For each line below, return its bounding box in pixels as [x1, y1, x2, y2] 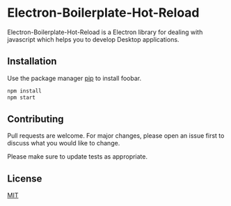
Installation [7, 56, 57, 68]
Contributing [7, 113, 64, 125]
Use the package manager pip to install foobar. [7, 74, 141, 82]
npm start [7, 94, 36, 101]
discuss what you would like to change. [7, 139, 120, 148]
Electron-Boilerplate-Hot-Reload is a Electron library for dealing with [7, 28, 203, 36]
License [7, 173, 42, 184]
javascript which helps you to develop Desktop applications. [7, 35, 180, 43]
